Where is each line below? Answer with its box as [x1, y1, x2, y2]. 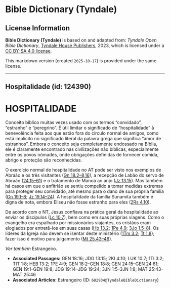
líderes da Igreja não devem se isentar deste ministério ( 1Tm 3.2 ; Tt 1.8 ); [5, 230, 155, 236]
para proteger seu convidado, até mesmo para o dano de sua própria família [5, 188, 164, 194]
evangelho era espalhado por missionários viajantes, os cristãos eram [5, 220, 151, 226]
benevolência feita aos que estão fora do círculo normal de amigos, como [5, 130, 159, 136]
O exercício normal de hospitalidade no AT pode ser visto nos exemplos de [5, 167, 161, 173]
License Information [5, 24, 70, 32]
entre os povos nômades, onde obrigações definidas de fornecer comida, [5, 152, 159, 158]
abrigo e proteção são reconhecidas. [5, 157, 82, 163]
